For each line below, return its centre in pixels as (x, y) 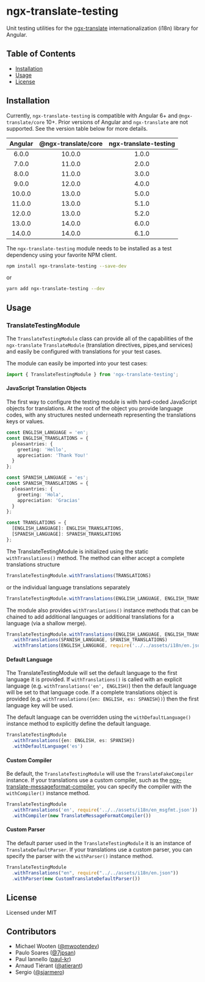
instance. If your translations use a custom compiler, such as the (87, 780)
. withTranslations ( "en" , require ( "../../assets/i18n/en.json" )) (95, 873)
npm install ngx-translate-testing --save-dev (67, 266)
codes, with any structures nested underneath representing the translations (101, 415)
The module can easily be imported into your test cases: (77, 363)
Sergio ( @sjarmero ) (40, 972)
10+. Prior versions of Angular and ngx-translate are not (117, 122)
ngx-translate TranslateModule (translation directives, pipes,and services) (100, 345)
